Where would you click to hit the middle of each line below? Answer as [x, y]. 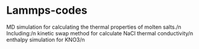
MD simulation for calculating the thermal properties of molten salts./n [94, 27]
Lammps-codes [47, 10]
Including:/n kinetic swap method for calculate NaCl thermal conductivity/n [100, 33]
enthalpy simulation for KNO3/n [46, 39]
